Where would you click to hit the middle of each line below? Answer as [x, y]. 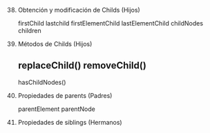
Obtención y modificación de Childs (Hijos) [79, 10]
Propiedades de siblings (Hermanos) [70, 122]
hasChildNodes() [42, 82]
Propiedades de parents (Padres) [65, 95]
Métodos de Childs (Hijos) [55, 44]
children [29, 31]
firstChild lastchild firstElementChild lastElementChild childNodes [110, 23]
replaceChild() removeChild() [82, 66]
